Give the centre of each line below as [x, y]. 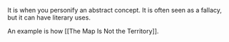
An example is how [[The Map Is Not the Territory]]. [83, 31]
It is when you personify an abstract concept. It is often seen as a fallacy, [115, 10]
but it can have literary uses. [49, 17]
